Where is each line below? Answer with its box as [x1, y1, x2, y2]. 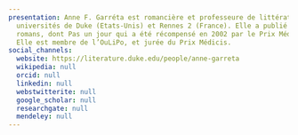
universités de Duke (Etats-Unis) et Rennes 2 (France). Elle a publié [16, 21, 288, 30]
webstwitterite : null [16, 87, 97, 96]
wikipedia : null [16, 63, 77, 72]
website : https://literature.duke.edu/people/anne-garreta [16, 54, 240, 63]
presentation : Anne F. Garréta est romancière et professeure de [8, 12, 255, 22]
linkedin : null [16, 79, 73, 88]
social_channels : [8, 46, 73, 55]
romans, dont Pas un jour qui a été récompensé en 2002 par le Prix [16, 29, 276, 38]
